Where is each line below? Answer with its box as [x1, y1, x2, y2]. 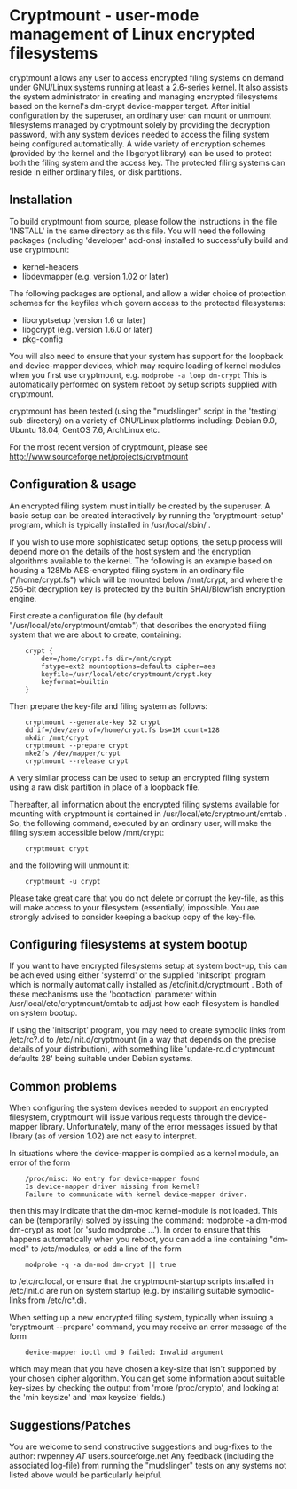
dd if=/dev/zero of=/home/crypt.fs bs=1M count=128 [25, 725, 220, 735]
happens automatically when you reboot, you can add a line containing [9, 1234, 268, 1245]
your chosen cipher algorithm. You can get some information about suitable [9, 1373, 285, 1384]
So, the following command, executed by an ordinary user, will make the [9, 817, 272, 828]
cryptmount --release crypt [25, 756, 129, 766]
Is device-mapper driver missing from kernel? [25, 1182, 200, 1192]
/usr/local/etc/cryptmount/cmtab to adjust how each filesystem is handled [9, 998, 280, 1009]
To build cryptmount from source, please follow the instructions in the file [9, 216, 277, 226]
